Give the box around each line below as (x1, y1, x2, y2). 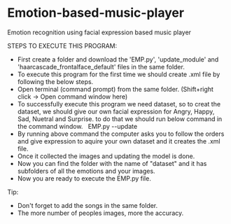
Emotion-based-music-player (7, 5, 184, 21)
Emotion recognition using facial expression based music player (7, 28, 191, 36)
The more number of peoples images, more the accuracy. (17, 209, 184, 217)
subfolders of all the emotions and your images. (17, 167, 155, 175)
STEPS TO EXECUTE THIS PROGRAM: (7, 41, 118, 50)
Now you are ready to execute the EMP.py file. (17, 174, 152, 183)
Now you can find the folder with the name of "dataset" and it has (17, 159, 207, 167)
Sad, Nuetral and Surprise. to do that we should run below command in (17, 114, 223, 123)
